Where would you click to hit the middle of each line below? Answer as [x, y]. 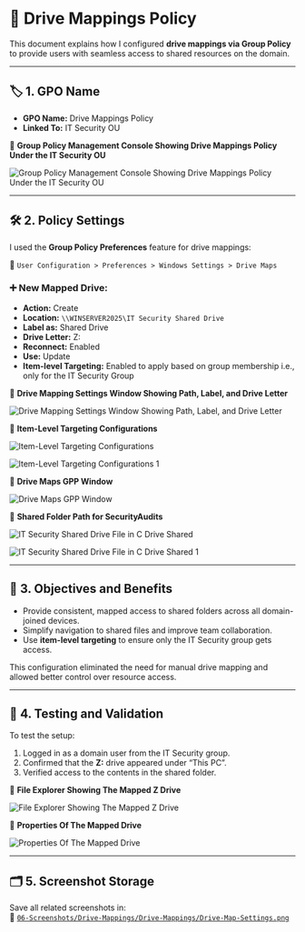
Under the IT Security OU [58, 155]
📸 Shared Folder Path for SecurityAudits [86, 516]
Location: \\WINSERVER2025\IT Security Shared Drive [123, 317]
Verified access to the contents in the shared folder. [119, 773]
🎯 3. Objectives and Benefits [91, 589]
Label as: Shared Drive [65, 327]
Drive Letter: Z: [51, 336]
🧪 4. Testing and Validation [87, 714]
